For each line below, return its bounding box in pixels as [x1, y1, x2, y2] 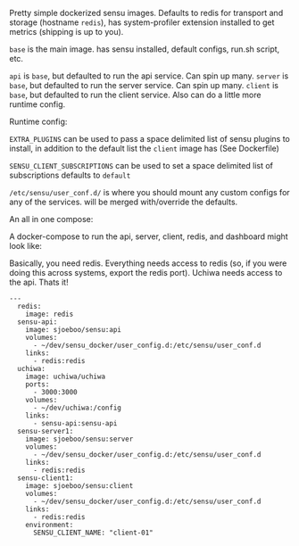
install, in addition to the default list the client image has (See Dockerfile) [9, 143, 279, 153]
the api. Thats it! [9, 277, 69, 287]
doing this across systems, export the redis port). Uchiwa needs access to [9, 268, 283, 277]
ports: [25, 380, 50, 389]
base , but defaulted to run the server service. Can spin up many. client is [9, 80, 279, 90]
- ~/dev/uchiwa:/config [32, 403, 122, 412]
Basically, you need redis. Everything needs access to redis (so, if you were [9, 258, 287, 269]
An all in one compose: [9, 214, 94, 224]
